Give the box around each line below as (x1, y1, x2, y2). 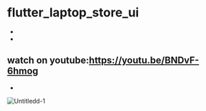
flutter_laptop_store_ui (7, 5, 139, 21)
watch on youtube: (7, 55, 89, 66)
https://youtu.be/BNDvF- (89, 55, 199, 66)
